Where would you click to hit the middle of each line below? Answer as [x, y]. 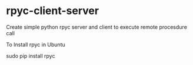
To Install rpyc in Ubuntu [36, 45]
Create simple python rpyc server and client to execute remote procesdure [96, 27]
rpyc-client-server [52, 11]
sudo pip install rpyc [31, 56]
